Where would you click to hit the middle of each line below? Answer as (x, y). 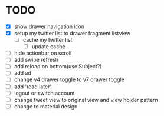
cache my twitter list (47, 40)
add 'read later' (32, 87)
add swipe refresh (36, 60)
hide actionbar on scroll (43, 53)
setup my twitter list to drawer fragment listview (72, 33)
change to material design (46, 106)
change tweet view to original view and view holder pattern (86, 100)
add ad (23, 73)
